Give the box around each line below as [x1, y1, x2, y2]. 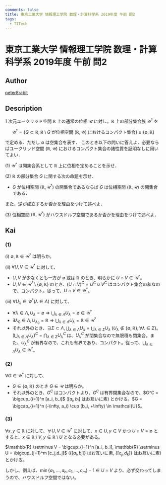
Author [5, 77, 27, 85]
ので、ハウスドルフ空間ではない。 [9, 475, 79, 481]
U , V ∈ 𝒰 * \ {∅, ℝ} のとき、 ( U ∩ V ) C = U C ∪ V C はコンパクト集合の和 [12, 280, 152, 287]
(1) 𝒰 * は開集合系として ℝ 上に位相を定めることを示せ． [5, 162, 119, 169]
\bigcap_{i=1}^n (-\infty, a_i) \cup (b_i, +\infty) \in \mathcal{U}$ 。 [12, 403, 145, 409]
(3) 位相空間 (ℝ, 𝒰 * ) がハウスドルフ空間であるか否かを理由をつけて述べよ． [5, 211, 159, 218]
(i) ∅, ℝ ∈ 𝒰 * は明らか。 [5, 252, 55, 259]
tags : [5, 16, 16, 21]
